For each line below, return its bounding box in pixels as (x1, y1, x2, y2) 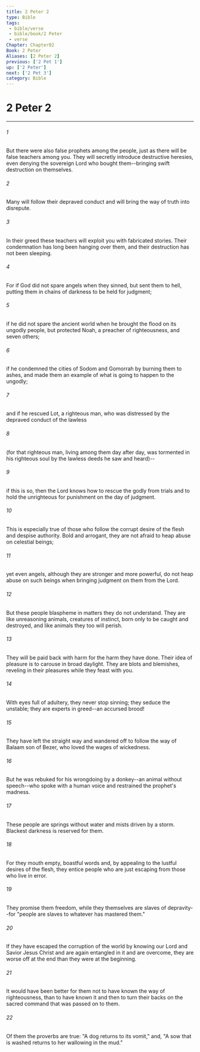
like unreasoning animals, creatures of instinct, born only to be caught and (6, 615, 189, 622)
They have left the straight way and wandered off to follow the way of (6, 737, 177, 744)
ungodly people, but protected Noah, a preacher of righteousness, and (6, 327, 180, 334)
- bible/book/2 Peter (8, 31, 62, 37)
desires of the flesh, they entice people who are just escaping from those (6, 866, 186, 873)
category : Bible (6, 75, 46, 81)
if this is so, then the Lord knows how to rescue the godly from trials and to (6, 487, 190, 494)
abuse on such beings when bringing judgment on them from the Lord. (6, 577, 180, 584)
